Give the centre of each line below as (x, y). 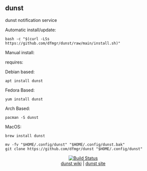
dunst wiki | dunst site (83, 163)
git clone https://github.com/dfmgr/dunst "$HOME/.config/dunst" (74, 149)
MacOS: (13, 127)
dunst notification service (31, 20)
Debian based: (20, 72)
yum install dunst (24, 99)
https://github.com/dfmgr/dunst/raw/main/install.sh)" (63, 43)
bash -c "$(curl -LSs (27, 39)
